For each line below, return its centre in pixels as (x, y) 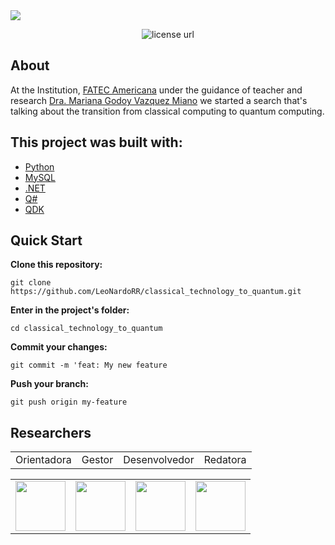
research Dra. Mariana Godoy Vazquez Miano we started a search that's (159, 100)
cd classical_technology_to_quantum (86, 329)
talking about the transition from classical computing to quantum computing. (167, 111)
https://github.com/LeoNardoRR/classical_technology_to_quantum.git (156, 292)
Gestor (97, 460)
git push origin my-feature (69, 402)
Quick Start (46, 240)
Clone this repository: (56, 265)
